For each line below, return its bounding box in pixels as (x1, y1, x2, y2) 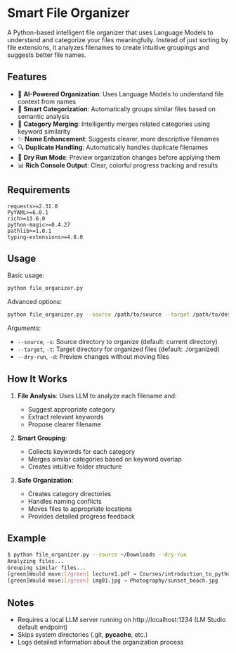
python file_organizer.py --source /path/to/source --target (7, 311, 190, 318)
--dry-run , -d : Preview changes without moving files (17, 353, 170, 361)
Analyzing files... (7, 557, 65, 564)
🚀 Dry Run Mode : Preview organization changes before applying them (17, 153, 221, 161)
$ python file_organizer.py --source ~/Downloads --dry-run (7, 551, 188, 558)
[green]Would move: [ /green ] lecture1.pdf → (7, 571, 137, 578)
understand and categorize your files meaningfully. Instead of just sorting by (7, 35, 229, 44)
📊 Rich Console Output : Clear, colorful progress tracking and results (17, 160, 218, 170)
